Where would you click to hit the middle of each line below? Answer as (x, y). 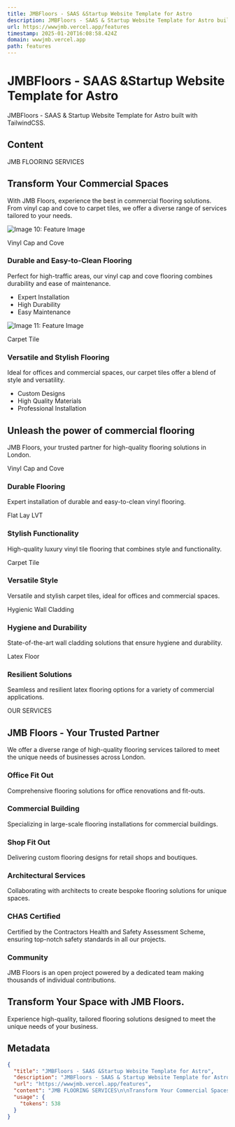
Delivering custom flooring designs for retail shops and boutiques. (102, 858)
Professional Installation (52, 409)
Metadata (29, 1049)
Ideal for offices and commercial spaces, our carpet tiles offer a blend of (112, 373)
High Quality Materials (49, 401)
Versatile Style (33, 580)
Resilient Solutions (40, 675)
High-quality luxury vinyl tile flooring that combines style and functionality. (115, 549)
